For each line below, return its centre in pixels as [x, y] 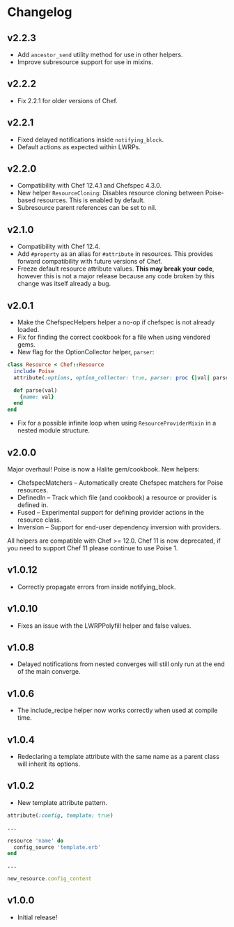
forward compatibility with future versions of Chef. [89, 262]
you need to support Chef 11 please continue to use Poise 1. [93, 548]
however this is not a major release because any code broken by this [116, 276]
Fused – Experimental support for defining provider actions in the [110, 512]
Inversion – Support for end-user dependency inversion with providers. [119, 527]
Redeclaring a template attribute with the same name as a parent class [118, 757]
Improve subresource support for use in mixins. [85, 62]
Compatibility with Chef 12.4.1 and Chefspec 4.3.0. [89, 186]
